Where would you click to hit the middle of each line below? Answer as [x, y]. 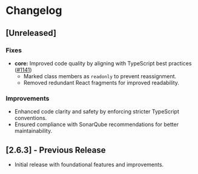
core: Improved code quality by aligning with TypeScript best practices [103, 63]
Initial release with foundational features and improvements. [89, 164]
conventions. [31, 118]
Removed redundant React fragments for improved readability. [101, 82]
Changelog [34, 11]
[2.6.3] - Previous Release [56, 150]
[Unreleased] [31, 33]
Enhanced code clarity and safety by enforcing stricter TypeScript [97, 112]
